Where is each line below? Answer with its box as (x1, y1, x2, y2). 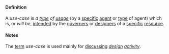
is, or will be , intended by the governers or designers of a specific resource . (5, 21, 164, 27)
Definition (5, 4, 27, 10)
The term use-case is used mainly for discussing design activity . (5, 43, 141, 49)
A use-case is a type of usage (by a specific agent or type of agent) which (5, 15, 162, 21)
